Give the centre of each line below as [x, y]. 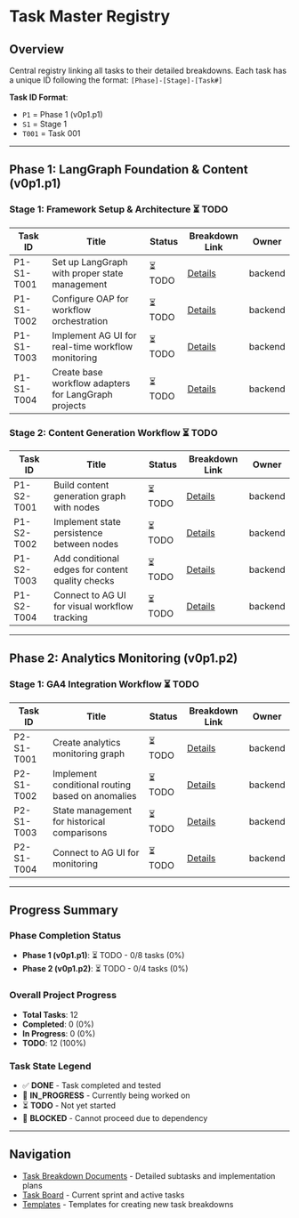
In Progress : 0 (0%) [59, 1033]
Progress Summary [64, 911]
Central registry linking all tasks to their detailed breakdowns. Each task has [148, 70]
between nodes [86, 544]
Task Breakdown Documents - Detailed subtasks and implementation [149, 1175]
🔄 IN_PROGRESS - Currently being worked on [106, 1095]
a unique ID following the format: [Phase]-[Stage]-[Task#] [116, 80]
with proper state [88, 273]
